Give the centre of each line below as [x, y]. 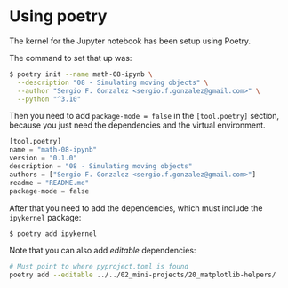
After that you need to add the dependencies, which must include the [136, 208]
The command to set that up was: [71, 58]
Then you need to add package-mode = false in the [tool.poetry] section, [144, 116]
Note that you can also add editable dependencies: [103, 251]
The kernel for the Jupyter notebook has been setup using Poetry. [130, 41]
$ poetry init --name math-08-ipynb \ [81, 74]
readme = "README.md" [49, 183]
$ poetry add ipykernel [53, 234]
